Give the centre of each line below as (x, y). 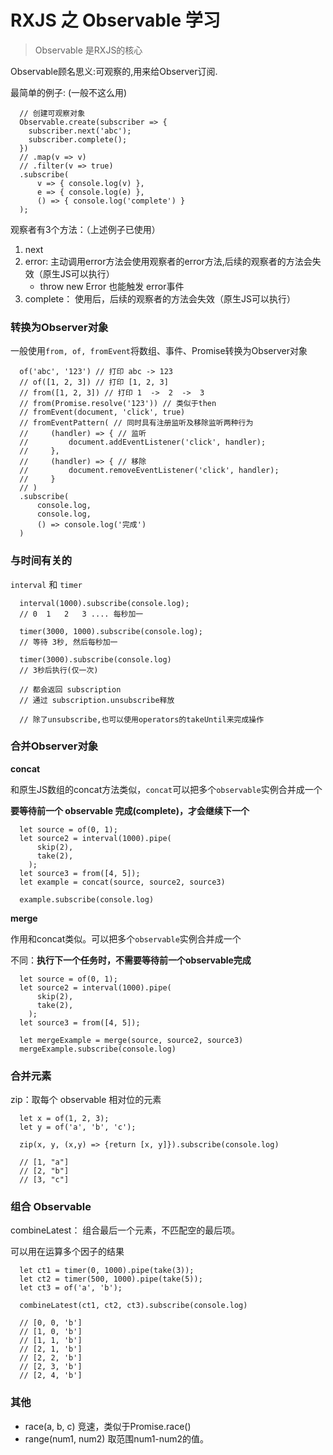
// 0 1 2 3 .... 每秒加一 (81, 614)
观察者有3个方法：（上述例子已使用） (85, 229)
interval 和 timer (46, 584)
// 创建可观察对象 (52, 113)
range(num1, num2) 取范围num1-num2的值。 (117, 1438)
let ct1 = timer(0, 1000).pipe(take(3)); (107, 1271)
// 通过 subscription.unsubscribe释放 (97, 700)
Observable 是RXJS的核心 (88, 50)
